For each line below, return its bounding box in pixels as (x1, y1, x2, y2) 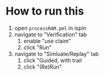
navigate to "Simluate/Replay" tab (14, 50, 100, 57)
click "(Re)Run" (23, 63, 62, 71)
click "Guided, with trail (23, 57, 83, 64)
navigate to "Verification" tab (14, 30, 87, 38)
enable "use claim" (23, 37, 71, 44)
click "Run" (23, 44, 52, 51)
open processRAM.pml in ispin (14, 24, 86, 32)
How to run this (5, 4, 84, 18)
